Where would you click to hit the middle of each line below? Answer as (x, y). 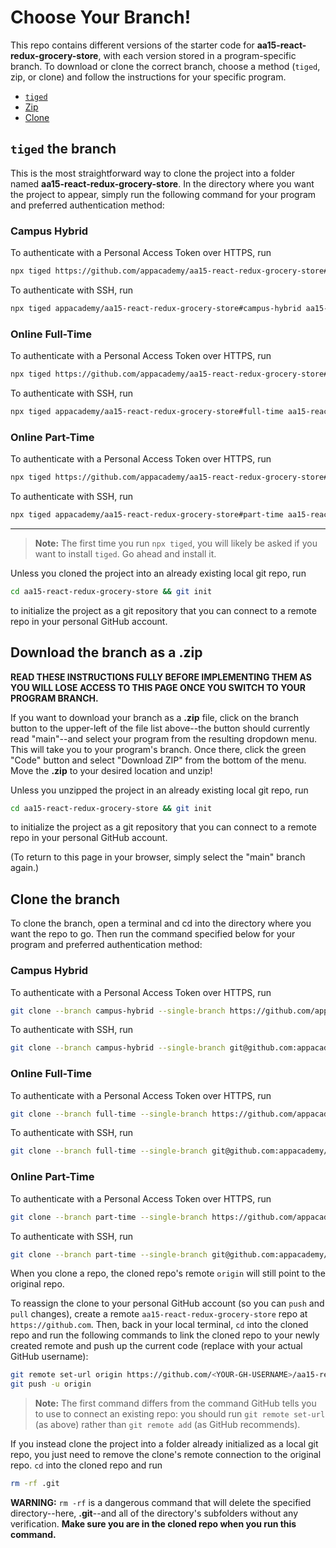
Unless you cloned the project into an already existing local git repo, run (158, 573)
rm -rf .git (35, 1484)
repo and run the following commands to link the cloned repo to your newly (165, 1335)
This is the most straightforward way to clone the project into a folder (152, 173)
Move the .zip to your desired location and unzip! (111, 770)
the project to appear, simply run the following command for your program (163, 194)
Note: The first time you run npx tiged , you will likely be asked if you (176, 543)
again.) (25, 868)
